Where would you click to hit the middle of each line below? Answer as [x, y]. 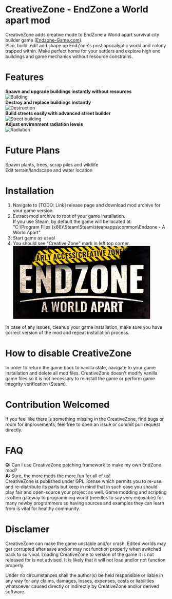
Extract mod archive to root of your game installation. [69, 216]
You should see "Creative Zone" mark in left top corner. [71, 243]
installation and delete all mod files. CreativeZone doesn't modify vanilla [81, 373]
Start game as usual [34, 238]
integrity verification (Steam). [36, 384]
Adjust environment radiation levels [44, 124]
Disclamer [27, 529]
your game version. [33, 210]
